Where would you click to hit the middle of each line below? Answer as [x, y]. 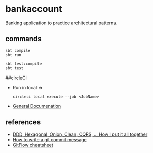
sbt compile [18, 50]
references [23, 122]
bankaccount [34, 9]
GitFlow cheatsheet [33, 145]
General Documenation [37, 106]
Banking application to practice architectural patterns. [61, 23]
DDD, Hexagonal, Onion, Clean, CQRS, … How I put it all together [80, 134]
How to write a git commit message [50, 139]
